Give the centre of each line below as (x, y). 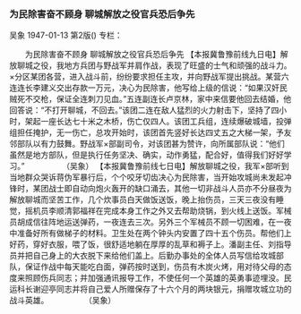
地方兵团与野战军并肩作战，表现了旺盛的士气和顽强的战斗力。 (178, 65)
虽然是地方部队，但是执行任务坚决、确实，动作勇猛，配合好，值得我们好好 (146, 155)
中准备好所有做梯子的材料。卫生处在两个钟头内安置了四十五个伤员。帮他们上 (150, 233)
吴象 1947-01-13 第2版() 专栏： (66, 35)
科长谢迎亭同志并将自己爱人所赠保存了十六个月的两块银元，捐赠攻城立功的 (154, 289)
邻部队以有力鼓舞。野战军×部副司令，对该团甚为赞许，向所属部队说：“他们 (147, 144)
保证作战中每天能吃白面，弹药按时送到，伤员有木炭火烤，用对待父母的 (154, 267)
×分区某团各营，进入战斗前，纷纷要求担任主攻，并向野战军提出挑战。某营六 (149, 77)
